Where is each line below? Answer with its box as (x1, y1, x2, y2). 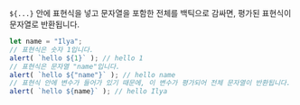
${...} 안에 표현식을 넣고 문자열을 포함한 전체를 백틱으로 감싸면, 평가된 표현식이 (9, 8, 292, 18)
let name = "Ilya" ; (9, 37, 83, 46)
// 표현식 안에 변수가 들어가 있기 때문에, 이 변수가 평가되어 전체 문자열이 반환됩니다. (9, 79, 291, 88)
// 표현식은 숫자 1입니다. (9, 45, 94, 54)
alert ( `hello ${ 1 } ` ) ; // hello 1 (9, 53, 144, 63)
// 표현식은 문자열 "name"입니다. (9, 62, 120, 71)
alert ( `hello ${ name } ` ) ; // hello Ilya (9, 87, 168, 96)
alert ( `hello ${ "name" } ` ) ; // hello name (9, 70, 176, 79)
